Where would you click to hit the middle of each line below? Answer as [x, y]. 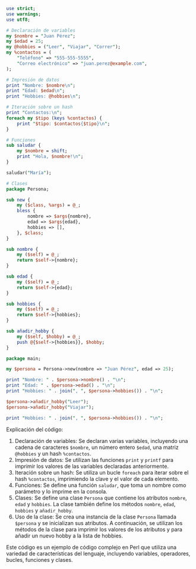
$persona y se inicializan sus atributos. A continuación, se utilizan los [99, 523]
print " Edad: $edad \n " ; [36, 91]
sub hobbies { [24, 304]
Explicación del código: [35, 429]
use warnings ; [24, 14]
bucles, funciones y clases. [39, 559]
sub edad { [20, 276]
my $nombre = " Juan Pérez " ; [41, 36]
